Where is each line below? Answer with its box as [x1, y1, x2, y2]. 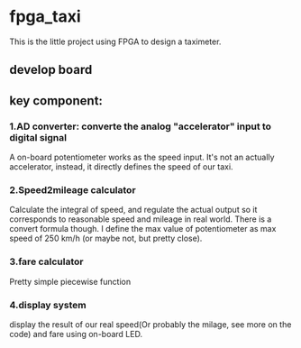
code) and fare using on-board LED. [9, 328, 142, 339]
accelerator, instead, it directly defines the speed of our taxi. [9, 161, 233, 172]
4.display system [9, 298, 87, 311]
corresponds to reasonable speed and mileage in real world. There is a [9, 214, 272, 224]
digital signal [9, 131, 68, 143]
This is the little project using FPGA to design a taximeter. [9, 36, 222, 47]
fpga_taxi [9, 6, 81, 27]
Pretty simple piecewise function [9, 276, 132, 287]
